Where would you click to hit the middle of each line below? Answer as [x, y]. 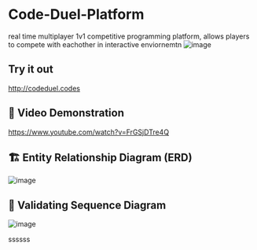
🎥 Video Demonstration [66, 113]
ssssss [19, 239]
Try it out [31, 70]
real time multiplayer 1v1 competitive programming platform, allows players [129, 36]
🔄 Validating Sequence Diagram [87, 205]
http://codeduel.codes [44, 88]
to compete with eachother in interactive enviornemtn [95, 44]
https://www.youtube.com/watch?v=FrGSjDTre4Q [89, 132]
